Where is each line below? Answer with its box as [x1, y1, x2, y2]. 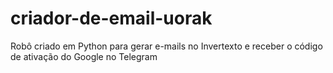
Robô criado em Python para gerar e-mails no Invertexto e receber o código [10, 40, 323, 52]
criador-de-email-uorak [10, 7, 213, 30]
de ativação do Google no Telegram [10, 50, 158, 62]
